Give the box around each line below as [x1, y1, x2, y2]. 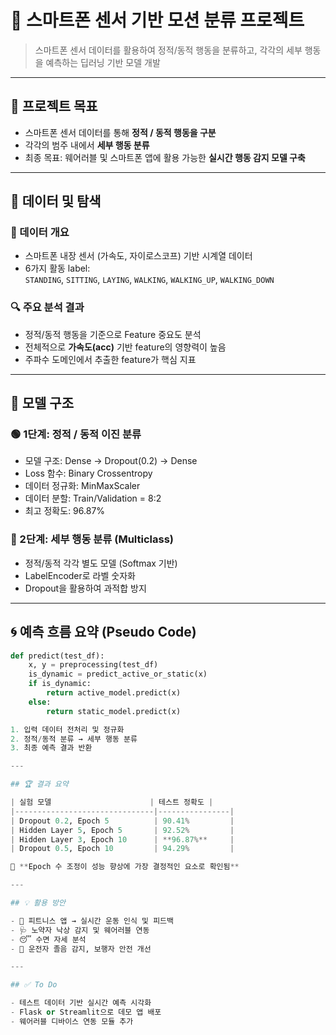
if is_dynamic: [28, 679, 92, 689]
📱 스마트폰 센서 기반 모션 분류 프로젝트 [10, 9, 305, 32]
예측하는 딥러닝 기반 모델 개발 [45, 56, 161, 68]
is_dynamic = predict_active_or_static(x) [28, 669, 208, 680]
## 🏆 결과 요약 [10, 779, 69, 790]
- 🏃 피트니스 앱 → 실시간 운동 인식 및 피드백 [10, 916, 174, 926]
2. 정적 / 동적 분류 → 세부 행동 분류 [10, 734, 138, 744]
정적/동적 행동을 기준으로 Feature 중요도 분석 [24, 328, 202, 340]
